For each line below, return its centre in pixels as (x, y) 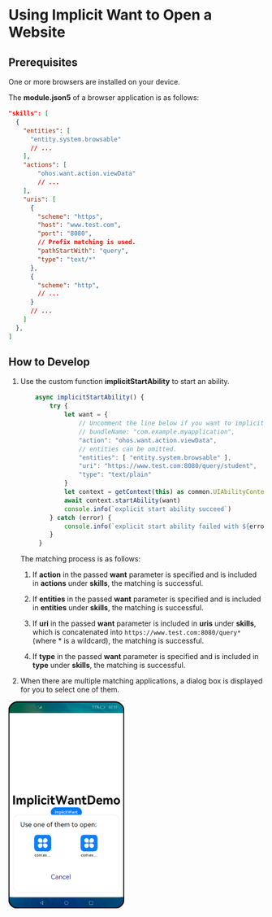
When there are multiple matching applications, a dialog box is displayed (141, 681)
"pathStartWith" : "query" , (83, 251)
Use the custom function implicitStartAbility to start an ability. (125, 382)
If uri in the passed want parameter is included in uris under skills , (144, 623)
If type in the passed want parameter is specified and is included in (145, 657)
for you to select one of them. (70, 690)
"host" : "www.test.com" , (80, 225)
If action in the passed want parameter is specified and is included (145, 574)
